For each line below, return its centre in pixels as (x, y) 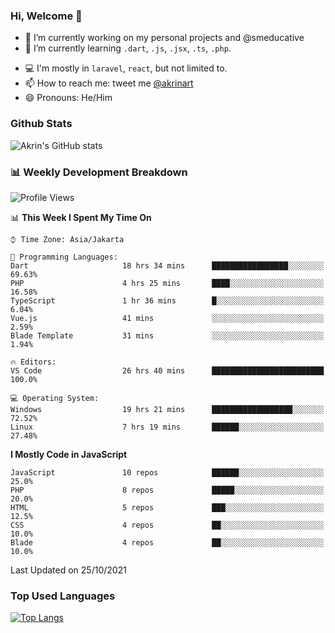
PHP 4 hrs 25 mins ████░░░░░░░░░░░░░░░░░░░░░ (167, 283)
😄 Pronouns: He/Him (68, 98)
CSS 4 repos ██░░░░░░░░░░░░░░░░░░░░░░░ (167, 525)
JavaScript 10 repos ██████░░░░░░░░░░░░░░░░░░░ (167, 472)
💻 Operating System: (55, 398)
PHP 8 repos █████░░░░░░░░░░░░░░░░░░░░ (167, 490)
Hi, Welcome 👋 (46, 16)
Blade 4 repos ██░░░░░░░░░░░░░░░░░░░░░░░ (167, 542)
